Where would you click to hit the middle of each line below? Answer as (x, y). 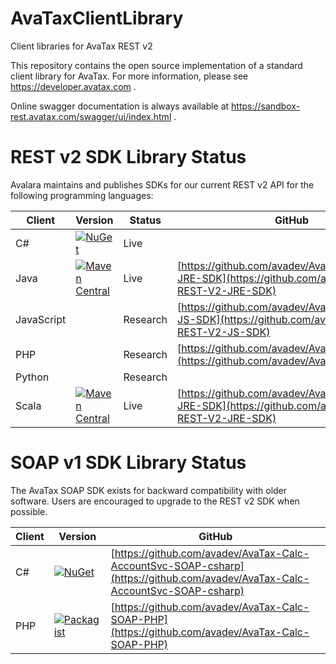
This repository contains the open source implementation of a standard (156, 65)
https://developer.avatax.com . (73, 86)
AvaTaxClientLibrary (97, 18)
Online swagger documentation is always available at (120, 106)
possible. (29, 511)
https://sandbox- (266, 106)
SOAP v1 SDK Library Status (128, 463)
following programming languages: (82, 195)
